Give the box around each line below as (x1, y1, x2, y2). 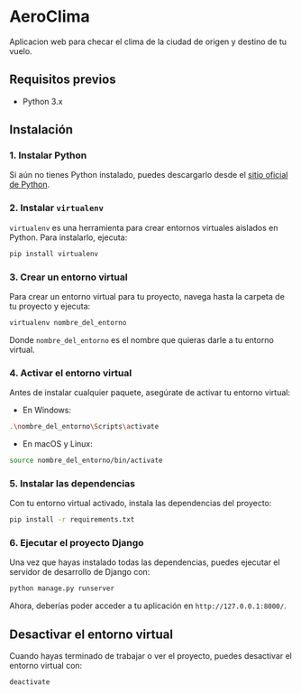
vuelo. (9, 45, 33, 56)
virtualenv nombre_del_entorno (9, 318, 127, 327)
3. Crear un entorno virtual (9, 271, 128, 283)
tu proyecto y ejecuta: (9, 301, 91, 311)
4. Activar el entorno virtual (9, 366, 132, 379)
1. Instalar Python (9, 149, 87, 162)
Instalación (9, 122, 74, 137)
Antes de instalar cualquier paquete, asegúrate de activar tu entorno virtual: (9, 387, 291, 398)
